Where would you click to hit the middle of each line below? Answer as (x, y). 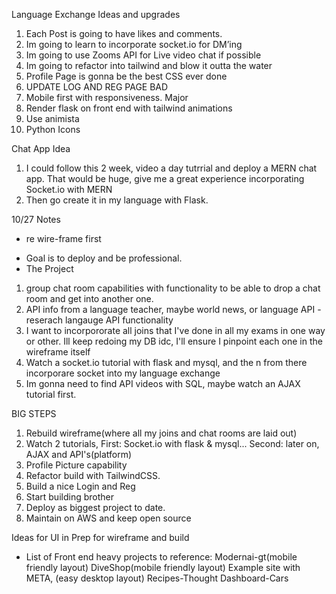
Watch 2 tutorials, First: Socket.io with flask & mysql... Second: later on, (172, 443)
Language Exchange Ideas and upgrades (96, 14)
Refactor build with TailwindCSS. (93, 475)
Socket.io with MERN (69, 189)
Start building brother (69, 497)
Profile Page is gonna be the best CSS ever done (126, 76)
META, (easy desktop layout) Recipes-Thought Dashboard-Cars (157, 578)
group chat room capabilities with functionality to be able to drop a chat (173, 288)
